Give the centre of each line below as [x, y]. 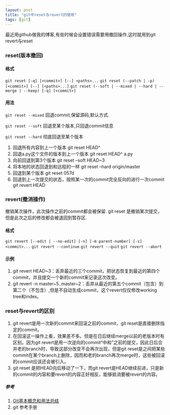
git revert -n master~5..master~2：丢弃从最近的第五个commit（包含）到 [88, 284]
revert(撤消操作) [25, 199]
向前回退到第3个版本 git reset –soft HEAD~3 [59, 160]
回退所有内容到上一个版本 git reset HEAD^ [56, 147]
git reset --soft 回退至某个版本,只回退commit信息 [59, 126]
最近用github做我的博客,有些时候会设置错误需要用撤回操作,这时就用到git [81, 35]
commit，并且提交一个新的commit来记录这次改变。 [66, 277]
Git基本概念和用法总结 [36, 401]
